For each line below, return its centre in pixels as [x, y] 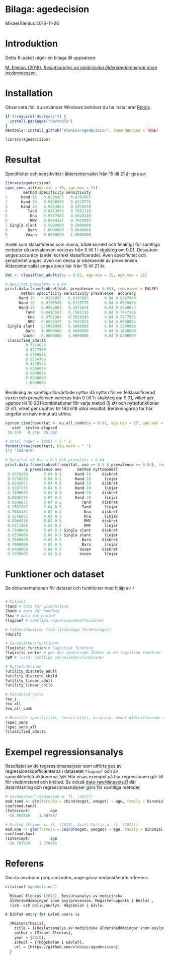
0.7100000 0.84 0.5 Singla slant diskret [63, 530]
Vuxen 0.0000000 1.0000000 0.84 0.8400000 [80, 336]
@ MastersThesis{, [28, 924]
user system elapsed [34, 428]
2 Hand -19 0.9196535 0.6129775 [48, 202]
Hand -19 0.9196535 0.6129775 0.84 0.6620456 [77, 303]
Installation [29, 93]
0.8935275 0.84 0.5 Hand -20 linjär [63, 498]
